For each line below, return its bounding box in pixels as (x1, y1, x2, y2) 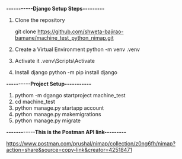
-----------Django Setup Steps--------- (6, 5, 105, 12)
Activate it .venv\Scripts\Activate (14, 58, 95, 64)
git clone (14, 28, 37, 35)
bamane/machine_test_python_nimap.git (14, 34, 114, 41)
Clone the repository (14, 17, 65, 23)
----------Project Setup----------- (6, 80, 92, 87)
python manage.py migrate (14, 117, 81, 124)
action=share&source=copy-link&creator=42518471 (6, 147, 132, 153)
